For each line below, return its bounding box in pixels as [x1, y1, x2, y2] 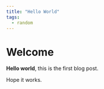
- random [11, 20, 33, 26]
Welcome [6, 45, 54, 59]
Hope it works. [6, 77, 42, 84]
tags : [6, 14, 20, 20]
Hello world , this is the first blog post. [6, 65, 99, 72]
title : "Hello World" [6, 8, 60, 15]
